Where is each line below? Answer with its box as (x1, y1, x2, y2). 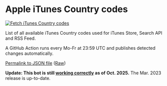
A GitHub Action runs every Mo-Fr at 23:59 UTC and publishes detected (5, 45, 156, 51)
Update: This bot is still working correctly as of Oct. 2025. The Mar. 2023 (5, 69, 161, 76)
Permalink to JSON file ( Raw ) (5, 60, 66, 66)
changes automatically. (5, 50, 54, 56)
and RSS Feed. (5, 35, 36, 41)
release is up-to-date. (5, 75, 51, 81)
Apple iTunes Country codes (5, 4, 128, 15)
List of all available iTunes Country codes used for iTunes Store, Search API (5, 30, 163, 36)
